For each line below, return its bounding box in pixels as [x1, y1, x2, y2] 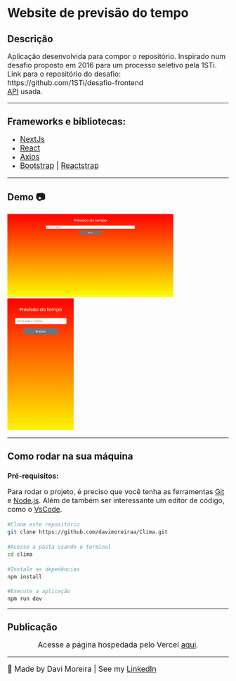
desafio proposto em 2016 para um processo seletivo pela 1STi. [7, 60, 218, 70]
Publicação [7, 621, 58, 633]
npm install [7, 573, 42, 581]
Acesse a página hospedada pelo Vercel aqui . [37, 640, 199, 649]
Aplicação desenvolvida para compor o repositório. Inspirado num [7, 51, 226, 61]
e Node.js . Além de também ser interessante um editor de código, [7, 495, 225, 505]
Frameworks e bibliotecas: [7, 116, 126, 128]
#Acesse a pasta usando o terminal [7, 543, 112, 551]
